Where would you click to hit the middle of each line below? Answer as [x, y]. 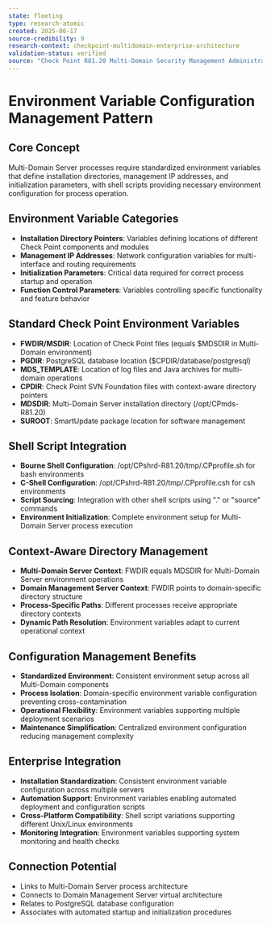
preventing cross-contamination [73, 702]
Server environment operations [72, 579]
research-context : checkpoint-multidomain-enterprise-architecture [124, 46]
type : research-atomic [46, 23]
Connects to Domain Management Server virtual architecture [121, 894]
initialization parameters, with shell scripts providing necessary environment [135, 185]
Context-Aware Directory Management [108, 551]
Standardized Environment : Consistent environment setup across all [135, 676]
